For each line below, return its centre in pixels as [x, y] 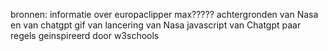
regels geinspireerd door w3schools [85, 35]
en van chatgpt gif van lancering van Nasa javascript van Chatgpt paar [156, 25]
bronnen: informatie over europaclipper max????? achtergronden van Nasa [164, 14]
